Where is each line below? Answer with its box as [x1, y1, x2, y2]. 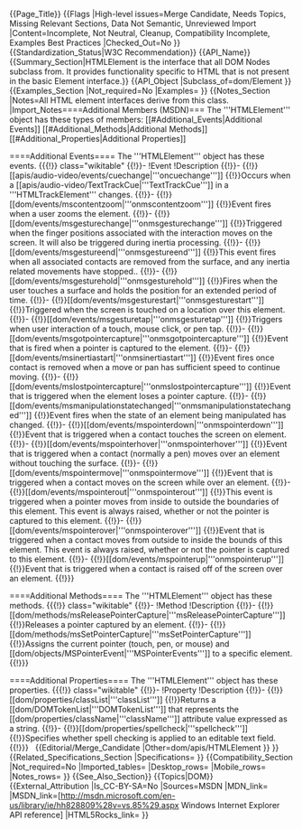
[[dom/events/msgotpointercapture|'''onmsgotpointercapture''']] [9, 333, 250, 343]
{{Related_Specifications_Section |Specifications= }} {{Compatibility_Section [9, 752, 293, 762]
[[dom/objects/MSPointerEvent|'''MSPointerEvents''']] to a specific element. [9, 648, 293, 658]
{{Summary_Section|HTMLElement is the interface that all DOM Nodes [9, 57, 270, 67]
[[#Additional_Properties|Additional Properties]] [9, 134, 187, 144]
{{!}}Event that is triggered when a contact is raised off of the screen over [9, 564, 283, 573]
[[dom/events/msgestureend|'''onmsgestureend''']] [9, 247, 201, 257]
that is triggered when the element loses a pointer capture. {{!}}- [9, 391, 250, 401]
